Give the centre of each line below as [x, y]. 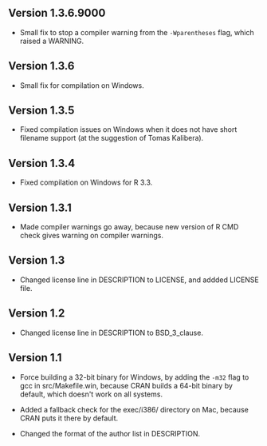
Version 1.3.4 [42, 163]
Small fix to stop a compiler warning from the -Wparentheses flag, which [137, 32]
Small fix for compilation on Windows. [82, 85]
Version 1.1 [35, 358]
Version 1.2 [37, 314]
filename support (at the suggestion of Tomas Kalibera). [112, 138]
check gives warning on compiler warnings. [91, 236]
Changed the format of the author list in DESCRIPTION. [110, 433]
